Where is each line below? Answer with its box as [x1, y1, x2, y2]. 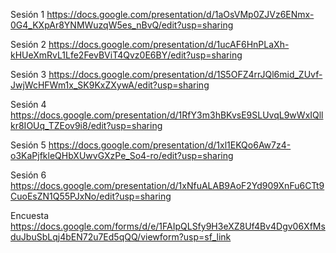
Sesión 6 [10, 169, 47, 181]
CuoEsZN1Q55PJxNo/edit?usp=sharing [10, 190, 172, 202]
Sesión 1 [10, 9, 45, 20]
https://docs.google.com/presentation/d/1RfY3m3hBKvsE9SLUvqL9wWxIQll [10, 109, 324, 121]
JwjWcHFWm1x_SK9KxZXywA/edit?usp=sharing [10, 79, 210, 91]
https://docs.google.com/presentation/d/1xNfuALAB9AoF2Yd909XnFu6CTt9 [10, 180, 325, 191]
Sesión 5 [10, 139, 47, 151]
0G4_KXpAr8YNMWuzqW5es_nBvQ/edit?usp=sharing [10, 19, 234, 31]
